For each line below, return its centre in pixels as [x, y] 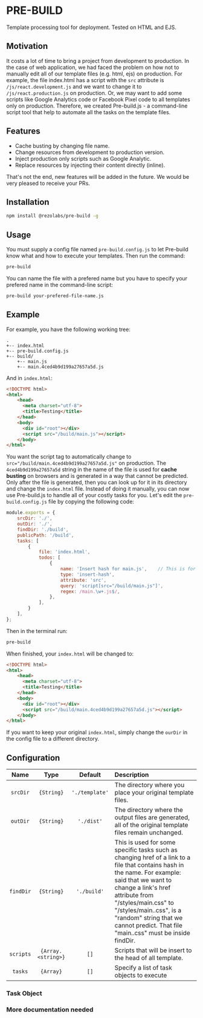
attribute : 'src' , [83, 580]
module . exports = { [31, 513]
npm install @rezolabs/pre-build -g [52, 216]
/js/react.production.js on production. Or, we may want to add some [94, 93]
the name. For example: [148, 872]
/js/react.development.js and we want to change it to [74, 86]
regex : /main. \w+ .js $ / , [90, 591]
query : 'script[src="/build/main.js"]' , [112, 586]
